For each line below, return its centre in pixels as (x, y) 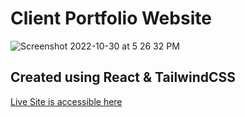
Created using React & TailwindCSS (123, 77)
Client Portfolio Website (111, 18)
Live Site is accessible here (66, 101)
